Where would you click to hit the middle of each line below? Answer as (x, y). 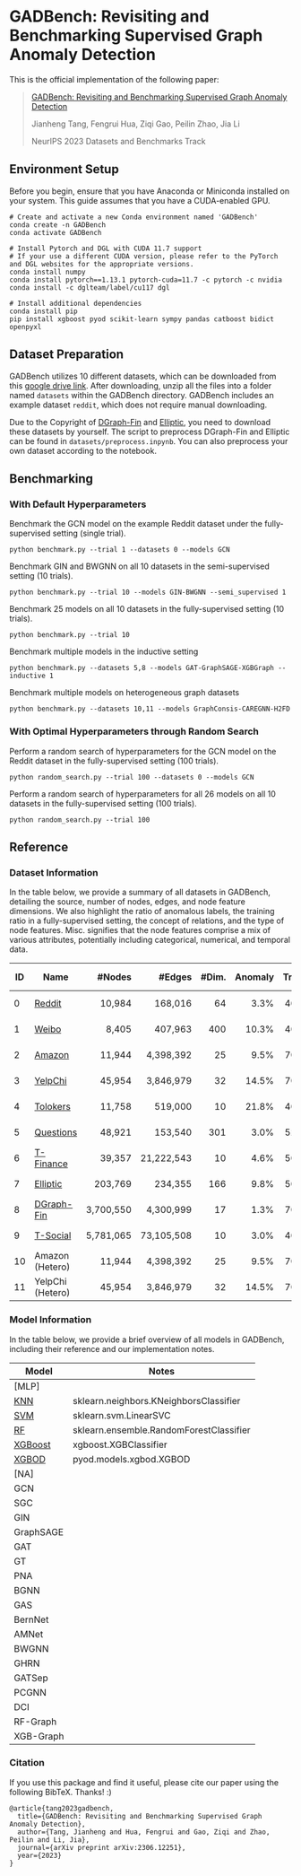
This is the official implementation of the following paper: (114, 79)
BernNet (31, 1619)
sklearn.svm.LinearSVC (122, 1415)
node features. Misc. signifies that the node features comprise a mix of (140, 930)
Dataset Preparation (66, 355)
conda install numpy (48, 272)
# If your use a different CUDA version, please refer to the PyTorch (144, 256)
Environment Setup (64, 169)
